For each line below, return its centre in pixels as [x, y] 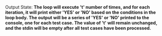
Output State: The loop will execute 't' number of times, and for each [77, 7]
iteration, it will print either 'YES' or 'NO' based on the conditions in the [80, 12]
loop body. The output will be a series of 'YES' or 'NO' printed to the [77, 18]
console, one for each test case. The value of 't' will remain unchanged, [81, 23]
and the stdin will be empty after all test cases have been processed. [78, 28]
